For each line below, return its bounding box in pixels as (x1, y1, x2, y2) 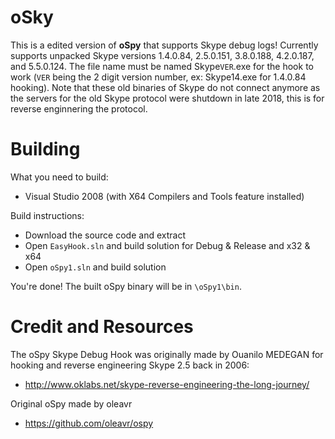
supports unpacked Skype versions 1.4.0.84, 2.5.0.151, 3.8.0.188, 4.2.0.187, (10, 49, 315, 61)
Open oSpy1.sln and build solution (24, 261, 167, 273)
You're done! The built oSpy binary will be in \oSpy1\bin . (10, 280, 242, 292)
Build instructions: (10, 209, 85, 221)
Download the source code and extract (24, 229, 186, 241)
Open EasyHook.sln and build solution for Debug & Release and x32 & (24, 239, 311, 251)
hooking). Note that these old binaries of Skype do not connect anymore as (10, 81, 321, 93)
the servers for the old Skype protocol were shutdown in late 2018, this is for (10, 92, 325, 104)
